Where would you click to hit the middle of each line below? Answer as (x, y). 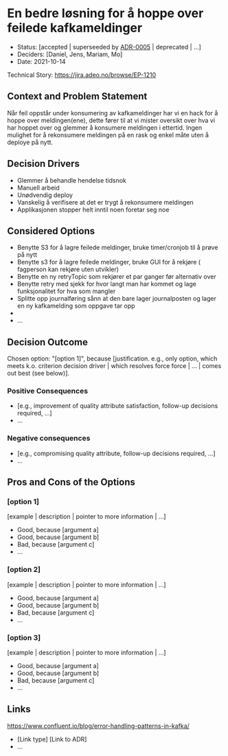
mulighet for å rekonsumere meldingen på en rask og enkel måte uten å (108, 135)
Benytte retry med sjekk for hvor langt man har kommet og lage (107, 284)
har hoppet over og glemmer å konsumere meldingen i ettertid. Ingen (105, 127)
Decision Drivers (44, 164)
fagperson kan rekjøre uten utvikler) (68, 269)
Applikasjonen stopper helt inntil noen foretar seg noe (93, 209)
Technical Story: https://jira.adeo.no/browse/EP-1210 (82, 75)
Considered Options (51, 231)
